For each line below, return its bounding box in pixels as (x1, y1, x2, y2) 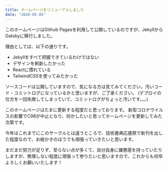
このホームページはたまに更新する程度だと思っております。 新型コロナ (5, 106, 150, 113)
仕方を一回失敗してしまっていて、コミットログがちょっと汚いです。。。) (5, 96, 148, 102)
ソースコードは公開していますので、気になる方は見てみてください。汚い (5, 83, 154, 89)
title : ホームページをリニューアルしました (5, 7, 84, 13)
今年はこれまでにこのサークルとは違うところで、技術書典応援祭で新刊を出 (5, 130, 159, 136)
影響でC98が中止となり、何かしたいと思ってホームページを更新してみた (14, 113, 162, 119)
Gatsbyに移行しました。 (5, 33, 55, 39)
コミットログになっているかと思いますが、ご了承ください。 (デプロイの (14, 90, 162, 96)
